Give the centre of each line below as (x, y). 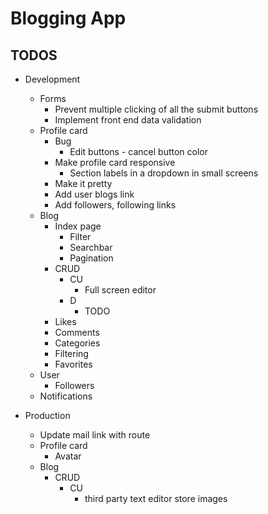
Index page (78, 226)
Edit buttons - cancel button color (139, 151)
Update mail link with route (95, 435)
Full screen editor (120, 290)
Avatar (68, 456)
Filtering (71, 353)
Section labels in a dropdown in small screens (164, 173)
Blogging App (68, 18)
